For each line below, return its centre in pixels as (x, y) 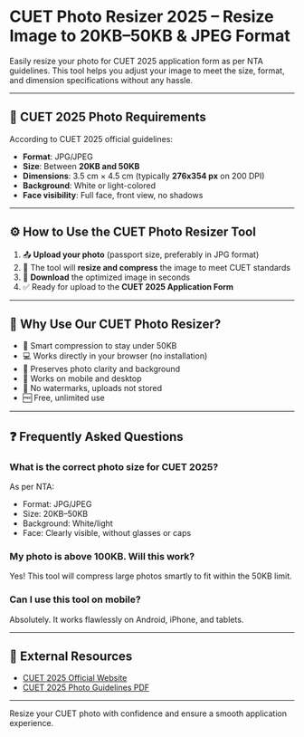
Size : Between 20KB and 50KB (81, 166)
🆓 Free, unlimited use (64, 398)
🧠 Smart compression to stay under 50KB (100, 346)
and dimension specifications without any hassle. (101, 80)
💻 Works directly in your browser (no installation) (115, 356)
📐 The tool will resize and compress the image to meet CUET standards (157, 267)
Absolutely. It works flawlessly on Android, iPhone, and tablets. (127, 619)
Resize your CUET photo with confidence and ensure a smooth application (148, 713)
